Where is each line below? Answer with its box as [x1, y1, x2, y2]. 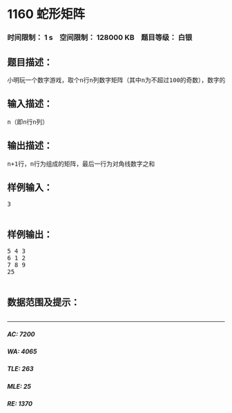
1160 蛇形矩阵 [7, 6, 85, 22]
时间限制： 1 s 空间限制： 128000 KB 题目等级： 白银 [7, 32, 193, 42]
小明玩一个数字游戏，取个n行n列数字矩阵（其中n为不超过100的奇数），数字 [7, 76, 220, 84]
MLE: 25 [7, 382, 32, 390]
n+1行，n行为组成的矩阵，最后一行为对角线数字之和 [7, 160, 155, 168]
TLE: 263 [7, 365, 34, 373]
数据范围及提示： [7, 296, 80, 308]
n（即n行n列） [7, 118, 49, 126]
